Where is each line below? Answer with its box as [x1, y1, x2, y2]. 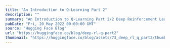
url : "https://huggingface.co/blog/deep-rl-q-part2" [5, 30, 119, 35]
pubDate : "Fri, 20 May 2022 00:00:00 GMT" [5, 21, 96, 26]
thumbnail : [5, 35, 28, 40]
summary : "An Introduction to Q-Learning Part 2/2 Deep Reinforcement [5, 16, 157, 21]
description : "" [5, 12, 39, 17]
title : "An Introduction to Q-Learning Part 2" [5, 7, 108, 12]
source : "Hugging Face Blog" [5, 26, 67, 31]
